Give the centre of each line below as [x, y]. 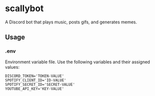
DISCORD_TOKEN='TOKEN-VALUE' [35, 76]
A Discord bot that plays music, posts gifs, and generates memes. [71, 22]
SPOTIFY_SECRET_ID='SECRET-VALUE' [40, 84]
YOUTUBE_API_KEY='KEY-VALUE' [35, 89]
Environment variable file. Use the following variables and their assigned [77, 62]
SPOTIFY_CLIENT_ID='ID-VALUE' [36, 80]
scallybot [24, 9]
